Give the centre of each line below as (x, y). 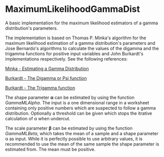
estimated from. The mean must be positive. (50, 149)
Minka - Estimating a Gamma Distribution (47, 69)
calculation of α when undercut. (38, 118)
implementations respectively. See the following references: (66, 59)
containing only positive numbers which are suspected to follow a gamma (81, 108)
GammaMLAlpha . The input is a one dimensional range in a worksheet (77, 102)
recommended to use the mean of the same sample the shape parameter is (82, 144)
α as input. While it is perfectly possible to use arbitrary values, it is (74, 139)
